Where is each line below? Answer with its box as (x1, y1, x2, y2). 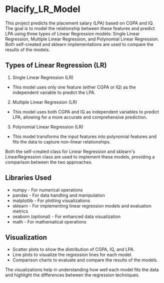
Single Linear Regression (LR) (12, 74, 74, 80)
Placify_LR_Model (5, 3, 80, 15)
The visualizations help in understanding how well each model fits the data (5, 266, 159, 273)
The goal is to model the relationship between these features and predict (5, 25, 155, 31)
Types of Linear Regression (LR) (5, 61, 107, 69)
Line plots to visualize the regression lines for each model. (12, 251, 132, 258)
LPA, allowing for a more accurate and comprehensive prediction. (12, 114, 147, 120)
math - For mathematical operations (12, 218, 86, 224)
